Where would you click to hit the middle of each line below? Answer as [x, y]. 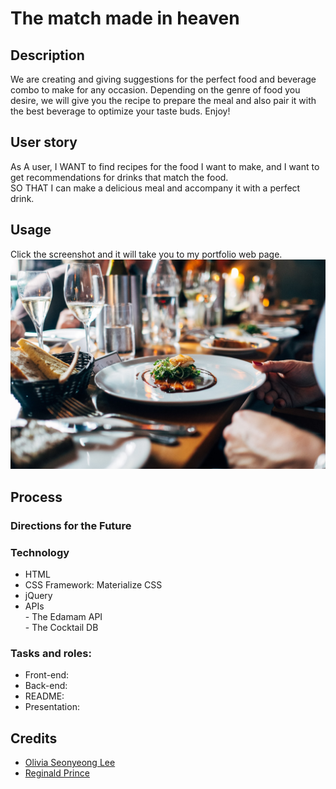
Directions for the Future [71, 525]
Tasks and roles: [51, 653]
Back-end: [46, 686]
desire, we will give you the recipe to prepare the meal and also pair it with [163, 100]
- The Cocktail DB [61, 627]
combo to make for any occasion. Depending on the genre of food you [155, 90]
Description [47, 55]
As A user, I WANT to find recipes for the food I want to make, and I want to [165, 166]
